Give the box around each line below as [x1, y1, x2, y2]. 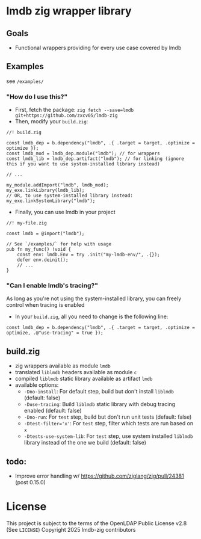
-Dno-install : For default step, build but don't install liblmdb [23, 388, 175, 395]
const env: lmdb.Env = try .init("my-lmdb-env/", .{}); [17, 251, 161, 258]
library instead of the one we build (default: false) [23, 439, 146, 446]
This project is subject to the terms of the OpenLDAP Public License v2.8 [6, 519, 187, 527]
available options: [14, 381, 59, 389]
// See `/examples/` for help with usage [6, 241, 112, 247]
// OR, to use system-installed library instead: [6, 192, 134, 199]
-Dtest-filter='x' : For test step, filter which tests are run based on [23, 420, 194, 427]
